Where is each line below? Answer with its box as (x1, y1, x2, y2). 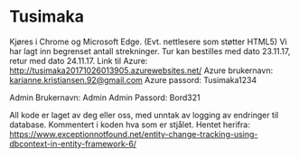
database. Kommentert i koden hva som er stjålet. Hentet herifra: (9, 119, 250, 130)
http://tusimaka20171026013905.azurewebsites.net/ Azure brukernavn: (9, 65, 274, 76)
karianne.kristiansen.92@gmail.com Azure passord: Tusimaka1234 (9, 74, 257, 85)
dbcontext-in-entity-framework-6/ (9, 138, 137, 149)
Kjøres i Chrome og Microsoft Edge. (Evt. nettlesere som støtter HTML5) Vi (9, 36, 287, 47)
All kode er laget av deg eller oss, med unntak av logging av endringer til (9, 109, 279, 120)
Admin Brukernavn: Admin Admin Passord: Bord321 (9, 92, 201, 103)
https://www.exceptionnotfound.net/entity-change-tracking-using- (9, 128, 258, 139)
